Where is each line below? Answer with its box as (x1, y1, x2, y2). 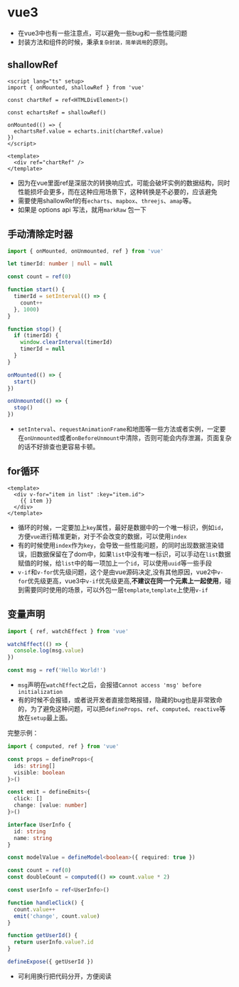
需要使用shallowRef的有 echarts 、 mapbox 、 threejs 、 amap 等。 (17, 196, 196, 205)
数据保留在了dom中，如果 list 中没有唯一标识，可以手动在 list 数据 (36, 550, 231, 558)
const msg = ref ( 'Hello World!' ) (7, 667, 107, 674)
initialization (17, 689, 63, 696)
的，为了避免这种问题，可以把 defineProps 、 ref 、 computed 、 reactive (17, 705, 220, 713)
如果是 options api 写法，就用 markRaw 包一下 (17, 205, 147, 214)
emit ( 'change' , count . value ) (14, 912, 100, 920)
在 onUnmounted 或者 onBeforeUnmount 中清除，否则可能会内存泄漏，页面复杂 (17, 434, 232, 442)
